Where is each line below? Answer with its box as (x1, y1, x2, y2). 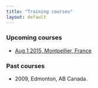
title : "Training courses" (6, 8, 73, 15)
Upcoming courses (6, 34, 62, 42)
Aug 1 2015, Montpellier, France (14, 47, 92, 54)
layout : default (6, 14, 46, 20)
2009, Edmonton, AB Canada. (14, 75, 88, 83)
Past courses (6, 61, 45, 70)
